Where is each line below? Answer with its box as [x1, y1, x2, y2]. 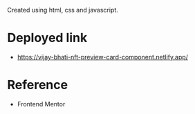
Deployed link [7, 30, 88, 46]
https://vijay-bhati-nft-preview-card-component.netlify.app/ [17, 53, 189, 61]
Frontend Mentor [17, 99, 66, 108]
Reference [7, 77, 68, 93]
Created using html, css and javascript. [7, 6, 119, 14]
